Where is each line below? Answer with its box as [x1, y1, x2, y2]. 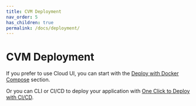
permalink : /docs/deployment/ [6, 25, 80, 31]
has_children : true [6, 19, 54, 25]
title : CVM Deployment [6, 8, 62, 15]
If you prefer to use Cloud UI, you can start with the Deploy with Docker [6, 70, 179, 77]
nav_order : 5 [6, 14, 38, 20]
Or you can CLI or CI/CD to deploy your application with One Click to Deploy [6, 88, 190, 95]
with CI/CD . [6, 94, 34, 101]
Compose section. [6, 76, 50, 83]
